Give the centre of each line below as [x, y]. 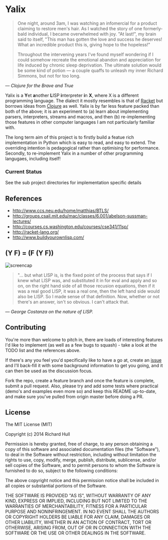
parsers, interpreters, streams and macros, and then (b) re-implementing [80, 116]
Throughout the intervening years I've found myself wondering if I [86, 54]
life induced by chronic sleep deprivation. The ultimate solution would [89, 65]
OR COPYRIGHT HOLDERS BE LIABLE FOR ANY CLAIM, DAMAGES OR [78, 517]
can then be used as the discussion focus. [49, 371]
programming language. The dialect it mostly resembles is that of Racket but [84, 100]
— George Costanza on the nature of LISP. [49, 311]
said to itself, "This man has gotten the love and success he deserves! [90, 39]
